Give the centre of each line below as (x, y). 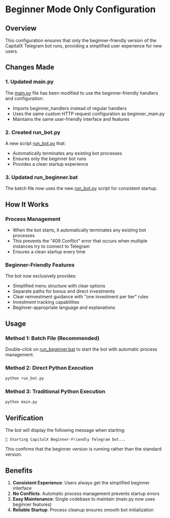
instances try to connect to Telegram (51, 246)
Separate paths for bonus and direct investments (64, 291)
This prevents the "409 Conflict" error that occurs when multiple (80, 241)
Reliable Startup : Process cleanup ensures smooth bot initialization (83, 510)
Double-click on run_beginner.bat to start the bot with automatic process (81, 349)
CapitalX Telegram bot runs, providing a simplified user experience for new (84, 46)
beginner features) (32, 504)
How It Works (27, 204)
